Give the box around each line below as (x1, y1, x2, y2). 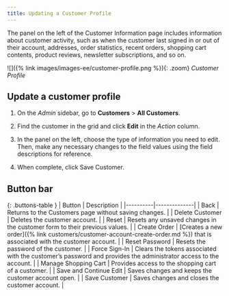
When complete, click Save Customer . (16, 163, 124, 172)
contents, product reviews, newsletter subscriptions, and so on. (7, 51, 187, 59)
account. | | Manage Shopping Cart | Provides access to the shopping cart (7, 259, 217, 267)
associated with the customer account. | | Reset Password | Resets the (7, 237, 206, 246)
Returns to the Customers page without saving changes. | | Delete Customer (7, 208, 222, 217)
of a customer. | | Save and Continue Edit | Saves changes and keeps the (7, 267, 213, 275)
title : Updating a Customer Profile (7, 10, 111, 17)
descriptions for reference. (16, 150, 93, 158)
